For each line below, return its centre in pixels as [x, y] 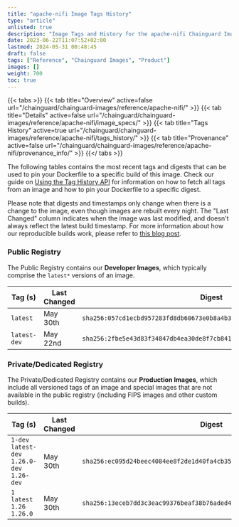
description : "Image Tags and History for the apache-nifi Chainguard [114, 34]
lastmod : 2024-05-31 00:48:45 [52, 47]
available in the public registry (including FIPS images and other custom [112, 395]
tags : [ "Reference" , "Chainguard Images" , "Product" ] [89, 60]
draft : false [27, 54]
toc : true [22, 80]
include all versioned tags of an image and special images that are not [110, 387]
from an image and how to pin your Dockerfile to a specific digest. [104, 190]
